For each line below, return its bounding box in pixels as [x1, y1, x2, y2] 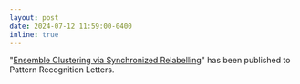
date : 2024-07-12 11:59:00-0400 [9, 22, 132, 31]
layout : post [9, 13, 59, 23]
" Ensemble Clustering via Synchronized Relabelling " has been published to [9, 55, 291, 66]
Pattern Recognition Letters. [9, 64, 115, 75]
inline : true [9, 30, 59, 39]
